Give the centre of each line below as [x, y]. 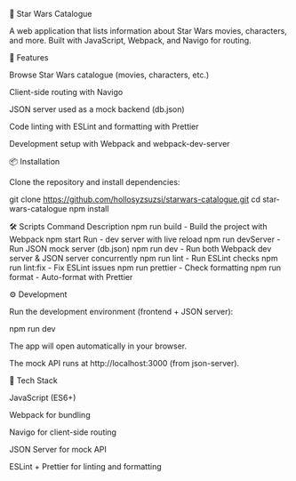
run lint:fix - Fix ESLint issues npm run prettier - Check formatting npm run [145, 268]
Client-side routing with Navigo [66, 92]
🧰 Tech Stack [33, 381]
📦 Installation [35, 161]
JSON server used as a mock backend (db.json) [97, 109]
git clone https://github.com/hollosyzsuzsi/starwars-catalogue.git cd [135, 199]
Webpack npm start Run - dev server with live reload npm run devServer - [145, 239]
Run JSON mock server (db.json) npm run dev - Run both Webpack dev [140, 249]
